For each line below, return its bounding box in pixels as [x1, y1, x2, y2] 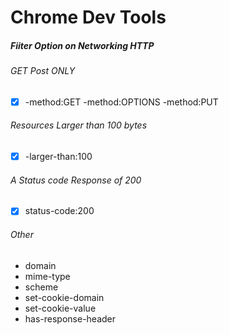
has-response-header [24, 312, 117, 325]
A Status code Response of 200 [10, 174, 142, 186]
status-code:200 [24, 205, 95, 217]
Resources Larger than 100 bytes [10, 119, 148, 131]
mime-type [24, 270, 71, 282]
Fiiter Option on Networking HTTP [10, 39, 155, 51]
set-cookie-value [24, 302, 97, 314]
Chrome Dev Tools [10, 6, 167, 29]
